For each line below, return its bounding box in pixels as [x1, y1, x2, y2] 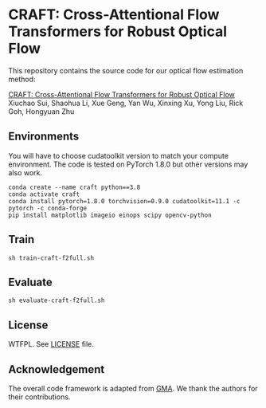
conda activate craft [8, 190, 80, 198]
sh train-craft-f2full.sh [8, 253, 94, 262]
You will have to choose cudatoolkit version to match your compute [8, 151, 229, 160]
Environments [8, 130, 80, 143]
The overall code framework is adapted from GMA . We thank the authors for [8, 384, 258, 393]
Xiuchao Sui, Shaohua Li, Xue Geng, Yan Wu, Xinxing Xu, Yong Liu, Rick [8, 98, 244, 108]
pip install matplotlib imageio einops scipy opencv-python [8, 211, 213, 219]
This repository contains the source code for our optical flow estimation [8, 65, 244, 75]
